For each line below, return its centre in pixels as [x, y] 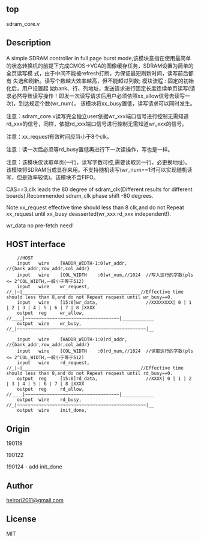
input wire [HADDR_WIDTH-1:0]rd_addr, [72, 339]
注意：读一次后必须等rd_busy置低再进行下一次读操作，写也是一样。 [90, 149]
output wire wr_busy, [49, 324]
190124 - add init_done [34, 467]
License [21, 519]
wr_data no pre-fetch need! [40, 225]
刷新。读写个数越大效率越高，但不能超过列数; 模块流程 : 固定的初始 [111, 81]
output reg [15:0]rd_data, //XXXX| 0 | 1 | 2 [104, 379]
